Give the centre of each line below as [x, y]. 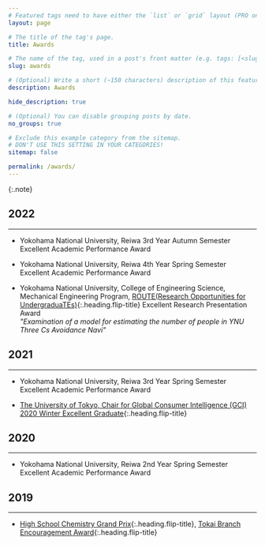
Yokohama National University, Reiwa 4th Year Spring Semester [123, 264]
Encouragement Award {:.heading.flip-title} [88, 532]
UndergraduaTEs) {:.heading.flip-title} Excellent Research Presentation [133, 304]
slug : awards [30, 66]
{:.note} [21, 189]
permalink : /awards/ [42, 167]
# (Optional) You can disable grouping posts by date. [100, 116]
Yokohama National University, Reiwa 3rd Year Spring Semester [123, 381]
